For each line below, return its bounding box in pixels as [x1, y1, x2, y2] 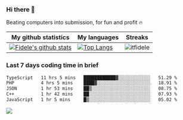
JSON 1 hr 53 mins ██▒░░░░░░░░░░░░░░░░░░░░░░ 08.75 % [6, 86, 178, 91]
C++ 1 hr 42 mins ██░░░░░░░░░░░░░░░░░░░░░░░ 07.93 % [6, 91, 178, 97]
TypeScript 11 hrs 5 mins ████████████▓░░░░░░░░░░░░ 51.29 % [6, 74, 178, 81]
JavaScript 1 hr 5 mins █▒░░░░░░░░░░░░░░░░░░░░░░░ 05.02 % [6, 97, 178, 103]
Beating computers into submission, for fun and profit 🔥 [6, 19, 143, 26]
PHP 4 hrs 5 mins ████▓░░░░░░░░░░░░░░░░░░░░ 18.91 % [6, 80, 178, 86]
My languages [77, 33, 119, 42]
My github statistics [11, 33, 70, 42]
